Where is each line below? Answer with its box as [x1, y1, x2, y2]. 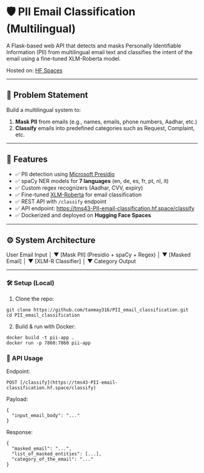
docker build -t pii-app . [6, 334, 75, 340]
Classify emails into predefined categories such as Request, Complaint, [15, 124, 195, 131]
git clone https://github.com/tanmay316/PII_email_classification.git [6, 306, 189, 313]
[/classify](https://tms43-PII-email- [19, 379, 118, 385]
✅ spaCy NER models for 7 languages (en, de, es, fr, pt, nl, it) [15, 177, 169, 184]
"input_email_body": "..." [12, 412, 80, 418]
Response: [6, 428, 33, 435]
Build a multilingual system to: [6, 106, 81, 113]
